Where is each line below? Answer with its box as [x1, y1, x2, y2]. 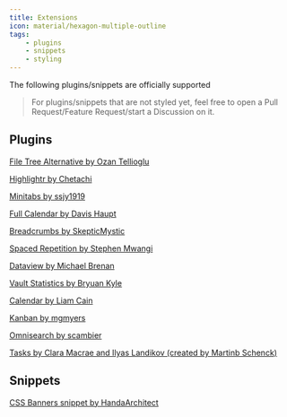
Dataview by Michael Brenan [9, 260, 115, 271]
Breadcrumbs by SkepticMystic [9, 225, 126, 236]
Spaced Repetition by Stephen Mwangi [9, 243, 153, 254]
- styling [25, 55, 63, 64]
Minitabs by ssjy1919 [9, 190, 86, 202]
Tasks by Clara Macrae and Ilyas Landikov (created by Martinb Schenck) [9, 347, 278, 358]
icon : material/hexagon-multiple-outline [9, 22, 167, 30]
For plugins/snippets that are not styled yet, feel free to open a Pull [30, 97, 278, 108]
